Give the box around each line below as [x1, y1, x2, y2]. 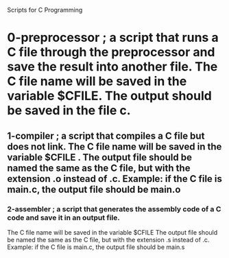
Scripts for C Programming [7, 6, 83, 14]
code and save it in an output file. [7, 213, 120, 222]
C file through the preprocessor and [7, 45, 215, 60]
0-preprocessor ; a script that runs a [7, 30, 219, 45]
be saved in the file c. [7, 103, 132, 119]
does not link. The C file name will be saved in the [7, 141, 222, 152]
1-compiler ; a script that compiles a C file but [7, 130, 205, 141]
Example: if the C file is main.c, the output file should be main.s [7, 243, 185, 251]
